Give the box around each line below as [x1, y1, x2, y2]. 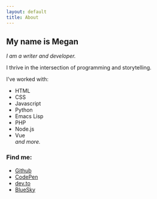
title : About [6, 14, 39, 20]
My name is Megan [6, 37, 79, 47]
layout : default [6, 8, 47, 15]
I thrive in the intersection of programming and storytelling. [6, 64, 152, 71]
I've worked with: [6, 76, 49, 83]
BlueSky [14, 186, 36, 193]
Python [14, 106, 33, 114]
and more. [14, 138, 41, 146]
